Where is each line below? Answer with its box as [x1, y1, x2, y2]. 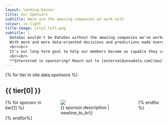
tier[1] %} [5, 105, 24, 111]
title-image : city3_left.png [5, 26, 66, 31]
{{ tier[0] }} [5, 86, 41, 95]
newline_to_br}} [60, 110, 93, 116]
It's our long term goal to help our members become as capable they [9, 49, 157, 54]
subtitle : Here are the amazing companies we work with [5, 16, 124, 21]
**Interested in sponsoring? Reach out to [9, 58, 99, 63]
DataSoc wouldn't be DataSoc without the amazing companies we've [9, 35, 151, 40]
